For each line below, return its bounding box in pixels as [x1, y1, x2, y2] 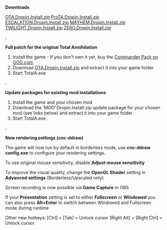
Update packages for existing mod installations [5, 90, 107, 95]
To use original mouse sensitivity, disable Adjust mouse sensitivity [5, 160, 145, 166]
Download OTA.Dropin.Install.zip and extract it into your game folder [12, 65, 154, 70]
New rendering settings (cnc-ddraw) [5, 135, 84, 140]
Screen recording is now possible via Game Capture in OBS [5, 185, 129, 190]
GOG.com [12, 59, 34, 65]
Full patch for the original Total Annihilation [5, 44, 98, 50]
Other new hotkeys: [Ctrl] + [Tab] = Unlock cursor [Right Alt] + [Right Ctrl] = [5, 215, 162, 220]
